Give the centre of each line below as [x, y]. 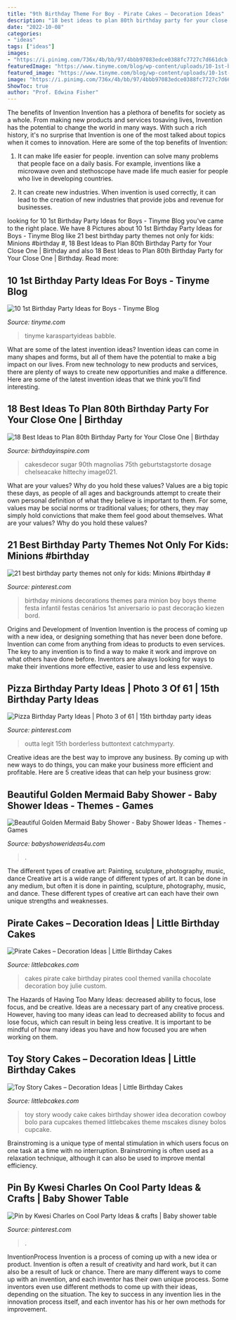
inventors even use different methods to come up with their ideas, [103, 1286]
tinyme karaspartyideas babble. [70, 335]
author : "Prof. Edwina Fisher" [53, 92]
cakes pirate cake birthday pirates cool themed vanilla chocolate [118, 978]
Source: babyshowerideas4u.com [56, 844]
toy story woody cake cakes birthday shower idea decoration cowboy [125, 1114]
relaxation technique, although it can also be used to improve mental [106, 1158]
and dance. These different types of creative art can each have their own [113, 894]
